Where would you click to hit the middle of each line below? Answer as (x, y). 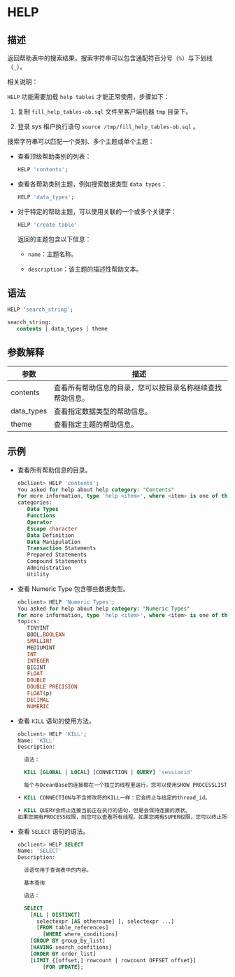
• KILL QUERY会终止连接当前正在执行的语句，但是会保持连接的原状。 (104, 810)
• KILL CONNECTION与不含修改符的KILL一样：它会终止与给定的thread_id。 (114, 797)
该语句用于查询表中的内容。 (58, 870)
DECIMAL (38, 700)
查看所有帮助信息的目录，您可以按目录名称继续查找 (138, 387)
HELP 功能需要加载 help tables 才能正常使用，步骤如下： (88, 97)
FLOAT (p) (40, 693)
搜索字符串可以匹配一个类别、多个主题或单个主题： (81, 141)
